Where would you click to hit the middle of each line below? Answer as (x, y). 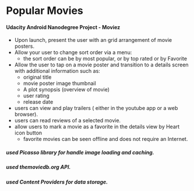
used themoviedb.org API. (38, 167)
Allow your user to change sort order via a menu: (73, 52)
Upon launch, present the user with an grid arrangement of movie (93, 40)
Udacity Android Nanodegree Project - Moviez (63, 27)
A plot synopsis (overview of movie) (66, 90)
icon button (28, 133)
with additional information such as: (57, 71)
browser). (26, 114)
